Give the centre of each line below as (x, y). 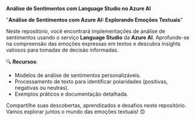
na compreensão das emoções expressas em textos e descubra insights (93, 44)
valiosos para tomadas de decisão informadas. (62, 50)
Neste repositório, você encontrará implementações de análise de (86, 31)
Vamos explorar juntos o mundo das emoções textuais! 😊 (76, 112)
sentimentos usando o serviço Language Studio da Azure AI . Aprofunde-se (98, 37)
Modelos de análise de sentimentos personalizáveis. (78, 75)
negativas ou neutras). (42, 88)
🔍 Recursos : (22, 62)
